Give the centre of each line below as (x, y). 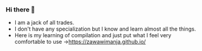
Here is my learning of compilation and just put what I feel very (93, 35)
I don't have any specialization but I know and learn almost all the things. (105, 29)
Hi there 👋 (21, 10)
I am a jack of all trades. (44, 23)
